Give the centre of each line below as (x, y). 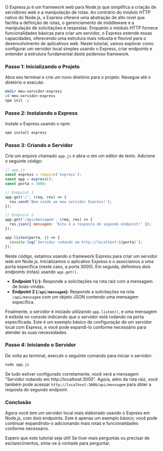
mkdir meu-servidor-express (34, 92)
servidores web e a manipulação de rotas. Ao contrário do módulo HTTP (78, 12)
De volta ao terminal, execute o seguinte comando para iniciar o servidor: (79, 356)
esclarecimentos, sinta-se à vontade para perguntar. (58, 443)
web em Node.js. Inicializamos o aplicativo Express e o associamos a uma (79, 261)
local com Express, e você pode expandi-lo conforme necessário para (76, 327)
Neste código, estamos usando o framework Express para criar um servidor (81, 256)
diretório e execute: (25, 82)
